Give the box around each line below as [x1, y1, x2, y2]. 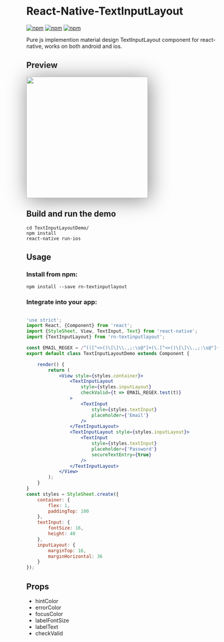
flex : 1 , [48, 502, 70, 509]
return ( [48, 367, 70, 373]
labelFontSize [35, 617, 70, 624]
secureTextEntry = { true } [91, 451, 152, 458]
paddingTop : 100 [48, 508, 89, 514]
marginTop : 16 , [48, 547, 87, 553]
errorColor [35, 604, 61, 611]
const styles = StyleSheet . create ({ [26, 491, 119, 497]
